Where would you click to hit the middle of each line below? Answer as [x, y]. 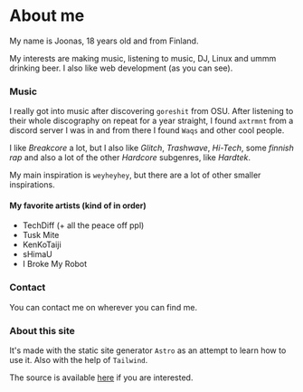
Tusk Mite [41, 235]
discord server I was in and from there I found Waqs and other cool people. [147, 130]
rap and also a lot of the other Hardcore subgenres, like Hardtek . [130, 158]
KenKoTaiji [42, 244]
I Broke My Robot [55, 264]
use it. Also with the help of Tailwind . [79, 360]
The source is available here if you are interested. [101, 378]
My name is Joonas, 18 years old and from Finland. [104, 41]
